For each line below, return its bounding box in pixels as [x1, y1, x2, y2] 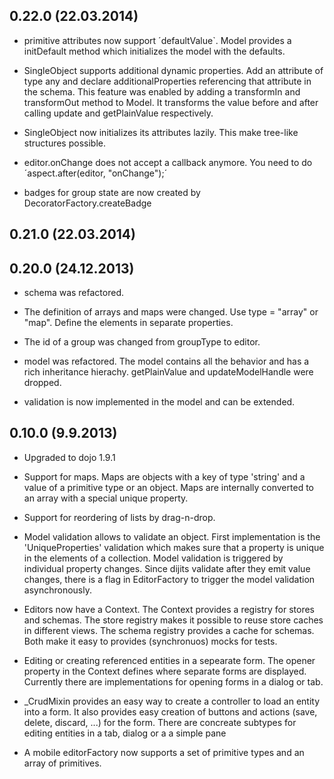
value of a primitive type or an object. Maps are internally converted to [23, 481, 314, 493]
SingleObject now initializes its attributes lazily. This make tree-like [23, 126, 299, 138]
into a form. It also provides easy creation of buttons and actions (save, [23, 705, 318, 718]
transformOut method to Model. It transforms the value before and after [23, 96, 319, 108]
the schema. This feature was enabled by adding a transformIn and [23, 85, 301, 98]
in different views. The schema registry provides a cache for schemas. [23, 624, 315, 636]
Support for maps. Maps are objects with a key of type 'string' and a [23, 470, 306, 483]
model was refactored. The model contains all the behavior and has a [23, 355, 310, 368]
